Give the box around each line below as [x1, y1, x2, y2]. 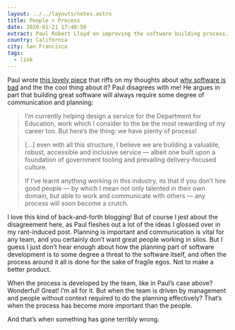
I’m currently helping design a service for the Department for [24, 111, 202, 120]
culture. [24, 163, 47, 171]
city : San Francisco [7, 43, 68, 50]
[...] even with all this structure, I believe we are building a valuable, [24, 140, 220, 149]
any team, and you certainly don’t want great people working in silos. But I [7, 235, 223, 243]
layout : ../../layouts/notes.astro [7, 10, 112, 18]
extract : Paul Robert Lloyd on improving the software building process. [7, 30, 229, 37]
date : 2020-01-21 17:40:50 [7, 23, 87, 30]
